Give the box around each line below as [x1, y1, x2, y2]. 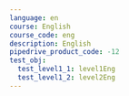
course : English [9, 22, 71, 31]
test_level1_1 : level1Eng [17, 65, 116, 74]
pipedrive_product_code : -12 [9, 48, 120, 57]
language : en [9, 13, 59, 23]
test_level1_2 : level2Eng [17, 73, 116, 82]
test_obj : [9, 56, 47, 65]
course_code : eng [9, 30, 75, 39]
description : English [9, 38, 92, 48]
